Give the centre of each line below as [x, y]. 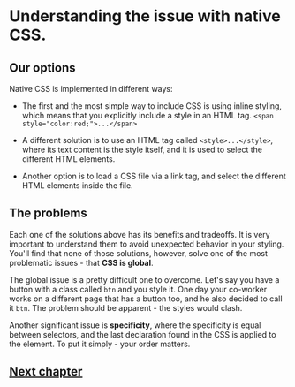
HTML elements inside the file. [78, 186]
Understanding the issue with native [145, 16]
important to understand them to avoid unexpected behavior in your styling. [147, 244]
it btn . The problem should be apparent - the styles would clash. [126, 307]
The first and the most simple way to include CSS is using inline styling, [152, 106]
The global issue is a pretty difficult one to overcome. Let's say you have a [144, 279]
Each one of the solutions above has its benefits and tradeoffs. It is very [140, 234]
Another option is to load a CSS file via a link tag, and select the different [154, 176]
